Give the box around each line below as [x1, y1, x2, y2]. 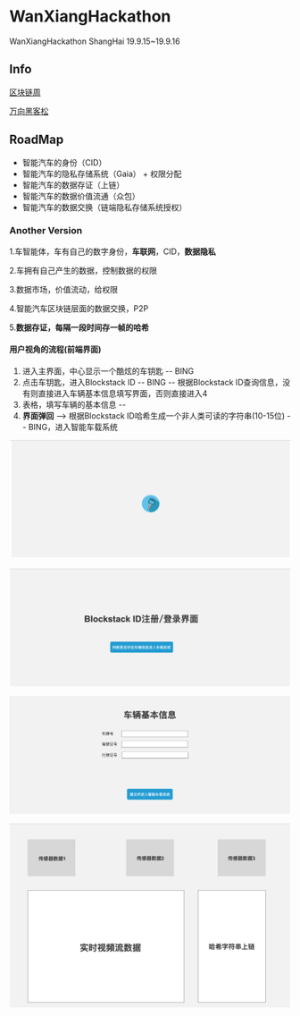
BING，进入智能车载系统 [28, 422, 119, 433]
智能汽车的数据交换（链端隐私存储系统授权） [21, 201, 187, 212]
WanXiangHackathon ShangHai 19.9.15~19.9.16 [9, 36, 180, 47]
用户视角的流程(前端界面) [9, 344, 102, 355]
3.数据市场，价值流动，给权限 [9, 284, 119, 294]
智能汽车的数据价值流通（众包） [21, 190, 140, 201]
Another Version [9, 224, 83, 237]
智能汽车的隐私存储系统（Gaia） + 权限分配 [21, 168, 182, 179]
